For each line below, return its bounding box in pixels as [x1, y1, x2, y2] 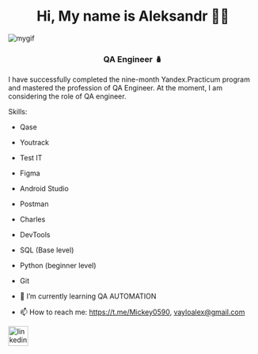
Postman [19, 199, 49, 209]
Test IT [19, 153, 43, 163]
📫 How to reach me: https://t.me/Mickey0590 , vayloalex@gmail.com [19, 307, 245, 317]
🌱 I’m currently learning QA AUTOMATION [19, 291, 157, 301]
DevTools [19, 230, 51, 240]
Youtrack [19, 138, 50, 148]
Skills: [8, 107, 28, 117]
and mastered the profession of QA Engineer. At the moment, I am [8, 83, 223, 93]
